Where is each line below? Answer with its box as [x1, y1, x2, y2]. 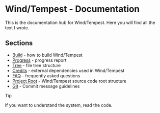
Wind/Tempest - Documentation [5, 3, 140, 15]
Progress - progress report [12, 57, 67, 63]
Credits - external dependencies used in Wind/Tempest [12, 68, 125, 73]
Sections [5, 39, 33, 47]
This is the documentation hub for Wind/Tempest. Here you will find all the [5, 20, 156, 25]
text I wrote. [5, 24, 29, 30]
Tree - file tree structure [12, 62, 61, 68]
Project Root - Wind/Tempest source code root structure [12, 78, 127, 84]
